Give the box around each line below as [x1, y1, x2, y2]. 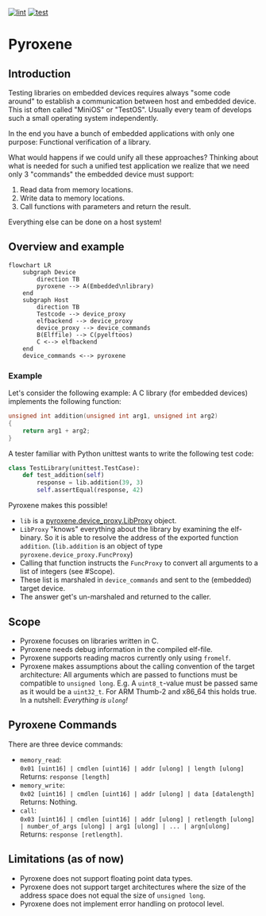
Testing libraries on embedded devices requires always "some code [8, 88, 231, 97]
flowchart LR [8, 261, 52, 270]
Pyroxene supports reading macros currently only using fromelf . [19, 653, 231, 662]
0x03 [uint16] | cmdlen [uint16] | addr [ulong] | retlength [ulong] [19, 815, 256, 823]
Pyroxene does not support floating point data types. [19, 873, 193, 883]
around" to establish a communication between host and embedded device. [8, 96, 256, 106]
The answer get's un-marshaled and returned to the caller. [19, 592, 212, 602]
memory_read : [19, 755, 62, 764]
